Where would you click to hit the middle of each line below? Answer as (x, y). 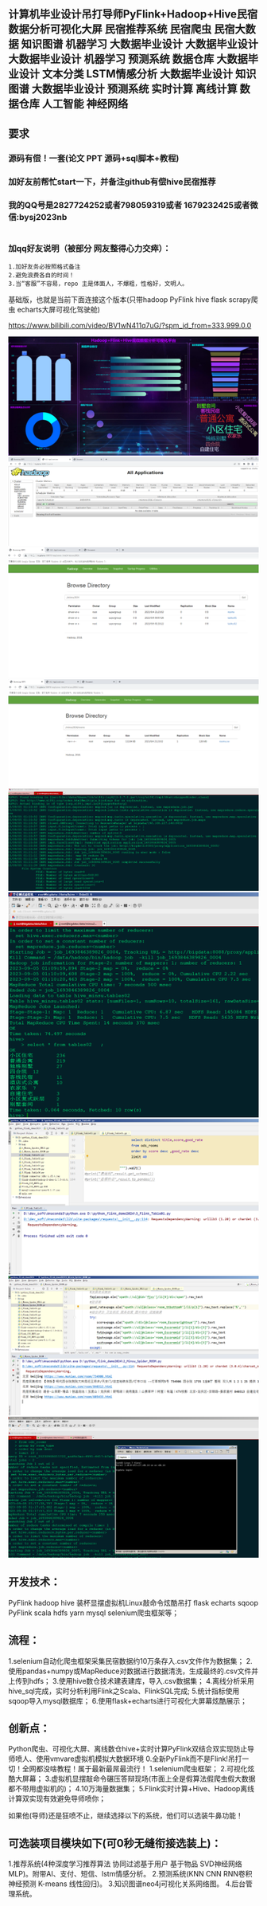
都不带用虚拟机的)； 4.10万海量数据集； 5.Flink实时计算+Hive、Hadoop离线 (131, 1789)
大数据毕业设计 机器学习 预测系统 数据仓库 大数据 (128, 59)
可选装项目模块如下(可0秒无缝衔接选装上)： (115, 1843)
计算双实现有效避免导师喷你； (57, 1798)
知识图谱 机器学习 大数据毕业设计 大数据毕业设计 (139, 44)
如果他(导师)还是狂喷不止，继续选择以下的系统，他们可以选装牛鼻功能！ (126, 1816)
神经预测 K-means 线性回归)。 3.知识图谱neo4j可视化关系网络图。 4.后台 (127, 1884)
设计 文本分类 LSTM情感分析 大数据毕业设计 (126, 74)
